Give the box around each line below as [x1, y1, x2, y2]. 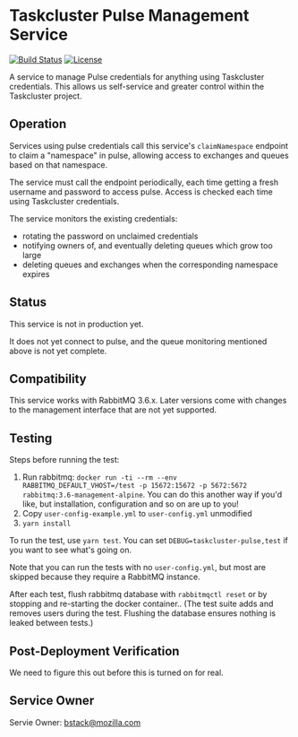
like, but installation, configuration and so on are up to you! [21, 499, 239, 509]
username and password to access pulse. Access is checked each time [9, 186, 273, 197]
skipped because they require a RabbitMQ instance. [9, 571, 200, 583]
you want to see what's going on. [9, 544, 132, 556]
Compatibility [9, 371, 87, 386]
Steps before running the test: [9, 455, 120, 465]
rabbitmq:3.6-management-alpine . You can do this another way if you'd [21, 490, 283, 500]
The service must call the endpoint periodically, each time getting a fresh [9, 177, 279, 187]
